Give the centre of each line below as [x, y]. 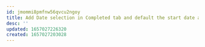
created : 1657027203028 [37, 35]
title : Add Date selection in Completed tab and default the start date [101, 18]
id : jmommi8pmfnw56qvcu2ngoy [43, 12]
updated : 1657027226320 [37, 29]
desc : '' [17, 23]
